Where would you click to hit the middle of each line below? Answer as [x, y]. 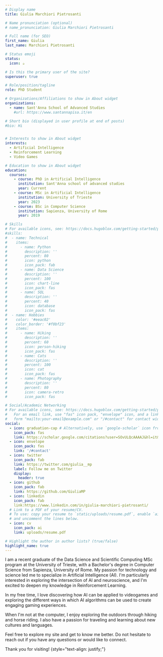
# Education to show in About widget [43, 166]
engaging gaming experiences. [36, 605]
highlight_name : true [27, 546]
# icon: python [28, 261]
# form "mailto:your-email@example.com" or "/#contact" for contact [78, 419]
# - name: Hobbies [25, 315]
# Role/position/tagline [30, 85]
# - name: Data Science [34, 270]
